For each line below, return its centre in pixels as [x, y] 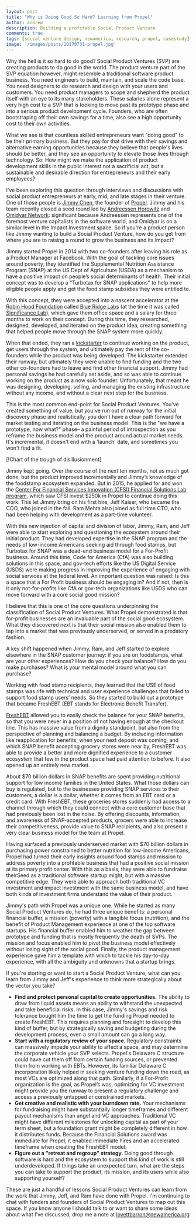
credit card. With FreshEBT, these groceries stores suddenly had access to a [98, 801]
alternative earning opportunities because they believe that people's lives [94, 147]
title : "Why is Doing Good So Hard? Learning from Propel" [80, 17]
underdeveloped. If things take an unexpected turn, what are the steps [99, 1165]
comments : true [25, 34]
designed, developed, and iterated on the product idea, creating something [97, 325]
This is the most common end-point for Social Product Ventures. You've [93, 404]
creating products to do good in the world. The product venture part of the [96, 67]
